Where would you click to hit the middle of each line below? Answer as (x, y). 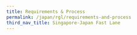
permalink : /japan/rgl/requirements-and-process (69, 17)
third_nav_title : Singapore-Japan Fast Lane (63, 23)
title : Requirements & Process (46, 12)
